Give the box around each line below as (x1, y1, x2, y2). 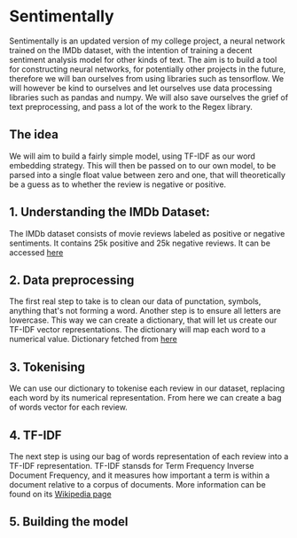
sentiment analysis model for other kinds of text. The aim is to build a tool (9, 54, 277, 65)
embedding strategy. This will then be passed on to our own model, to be (9, 160, 277, 170)
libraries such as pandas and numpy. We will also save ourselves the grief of (9, 91, 289, 103)
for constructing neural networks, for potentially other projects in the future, (9, 64, 286, 74)
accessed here (9, 246, 64, 258)
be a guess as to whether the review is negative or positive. (9, 179, 227, 190)
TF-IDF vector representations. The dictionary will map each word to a (9, 324, 266, 335)
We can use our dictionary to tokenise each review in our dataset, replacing (9, 383, 285, 394)
